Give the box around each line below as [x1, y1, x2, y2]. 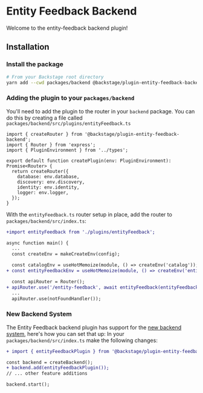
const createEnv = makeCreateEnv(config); [11, 251, 120, 257]
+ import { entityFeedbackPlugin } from [6, 348, 110, 354]
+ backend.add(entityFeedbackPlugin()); [6, 365, 110, 371]
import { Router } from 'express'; [6, 141, 96, 148]
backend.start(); [6, 381, 50, 388]
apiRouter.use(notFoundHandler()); [11, 295, 101, 301]
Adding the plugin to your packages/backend [6, 94, 135, 102]
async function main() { [6, 240, 69, 246]
